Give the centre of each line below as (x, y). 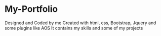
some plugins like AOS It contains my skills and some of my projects (74, 28)
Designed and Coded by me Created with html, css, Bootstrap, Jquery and (80, 23)
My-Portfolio (31, 9)
